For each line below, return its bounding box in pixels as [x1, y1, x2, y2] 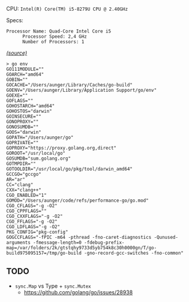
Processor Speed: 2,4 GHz [22, 34, 87, 40]
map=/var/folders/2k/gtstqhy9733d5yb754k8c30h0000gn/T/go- [6, 245, 157, 251]
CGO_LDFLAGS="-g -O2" [6, 224, 61, 230]
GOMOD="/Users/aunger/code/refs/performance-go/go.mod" [6, 198, 149, 204]
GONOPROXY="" [6, 119, 39, 125]
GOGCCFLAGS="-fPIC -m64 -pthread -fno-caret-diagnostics [6, 234, 152, 240]
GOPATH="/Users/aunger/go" [6, 134, 74, 140]
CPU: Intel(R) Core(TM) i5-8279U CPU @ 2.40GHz [6, 5, 128, 12]
